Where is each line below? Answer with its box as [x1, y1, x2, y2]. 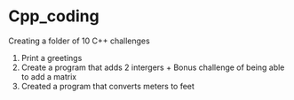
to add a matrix [20, 71, 77, 81]
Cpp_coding [8, 6, 99, 27]
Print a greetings [20, 52, 83, 63]
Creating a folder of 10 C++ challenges [8, 35, 150, 46]
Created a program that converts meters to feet [20, 81, 195, 91]
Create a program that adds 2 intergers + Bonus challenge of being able [20, 62, 285, 73]
